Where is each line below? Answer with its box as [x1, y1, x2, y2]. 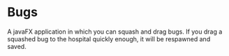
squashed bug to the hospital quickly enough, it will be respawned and [7, 34, 211, 43]
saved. [7, 42, 27, 50]
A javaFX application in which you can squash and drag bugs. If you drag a [7, 27, 223, 36]
